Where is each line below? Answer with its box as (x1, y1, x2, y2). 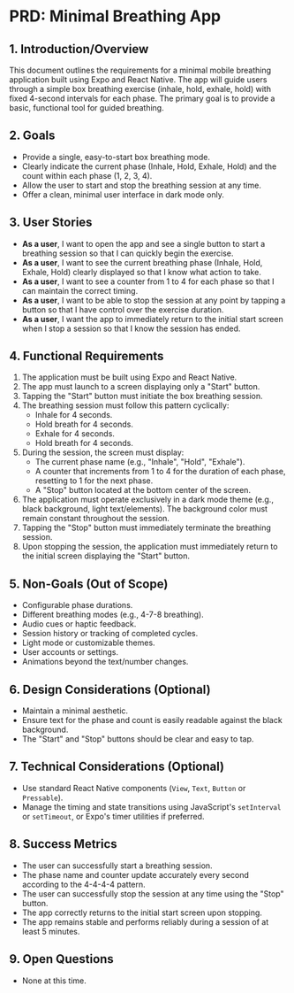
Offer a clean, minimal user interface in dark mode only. (21, 189, 225, 200)
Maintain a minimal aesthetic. (21, 705, 129, 716)
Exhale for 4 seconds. (34, 428, 115, 439)
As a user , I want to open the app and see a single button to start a (21, 238, 266, 249)
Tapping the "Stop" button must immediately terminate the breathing (21, 522, 272, 533)
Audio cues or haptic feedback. (21, 619, 137, 629)
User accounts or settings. (21, 647, 119, 658)
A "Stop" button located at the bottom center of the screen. (34, 485, 252, 496)
